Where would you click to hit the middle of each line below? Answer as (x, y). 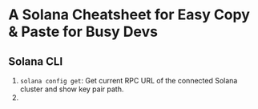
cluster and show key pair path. (72, 89)
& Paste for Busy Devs (83, 32)
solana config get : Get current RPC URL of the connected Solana (129, 81)
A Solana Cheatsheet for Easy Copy (129, 15)
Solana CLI (36, 61)
